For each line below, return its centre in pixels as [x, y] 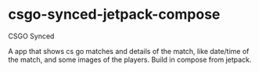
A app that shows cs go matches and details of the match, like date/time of [129, 51]
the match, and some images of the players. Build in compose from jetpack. [130, 59]
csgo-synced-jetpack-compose [114, 14]
